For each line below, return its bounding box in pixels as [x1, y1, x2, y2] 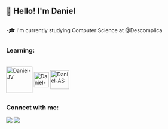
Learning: [6, 46, 35, 54]
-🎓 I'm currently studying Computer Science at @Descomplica [6, 26, 163, 33]
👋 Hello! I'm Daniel [6, 6, 76, 16]
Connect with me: [6, 103, 59, 111]
